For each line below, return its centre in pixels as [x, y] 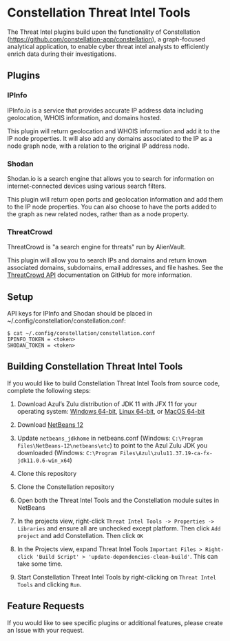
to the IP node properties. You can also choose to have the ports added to [112, 207]
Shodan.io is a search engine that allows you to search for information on [111, 178]
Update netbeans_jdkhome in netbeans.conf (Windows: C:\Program [110, 438]
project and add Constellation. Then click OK [80, 535]
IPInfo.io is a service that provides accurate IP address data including [105, 110]
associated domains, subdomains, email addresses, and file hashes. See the [115, 268]
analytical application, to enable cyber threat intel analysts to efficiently [108, 46]
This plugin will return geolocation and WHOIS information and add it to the [114, 131]
